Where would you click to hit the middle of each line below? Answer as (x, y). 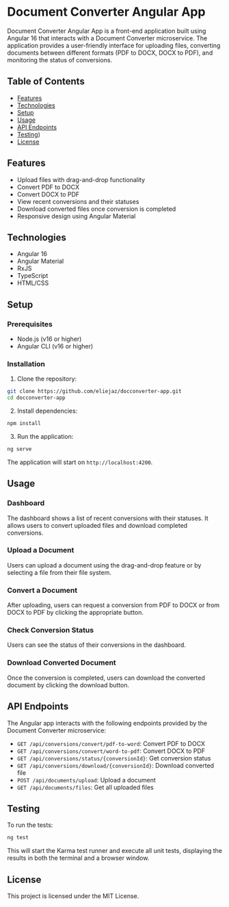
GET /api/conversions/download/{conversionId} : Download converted (115, 765)
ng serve (19, 449)
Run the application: (45, 436)
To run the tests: (30, 825)
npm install (24, 424)
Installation (26, 363)
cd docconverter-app (37, 398)
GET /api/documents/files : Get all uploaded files (85, 787)
